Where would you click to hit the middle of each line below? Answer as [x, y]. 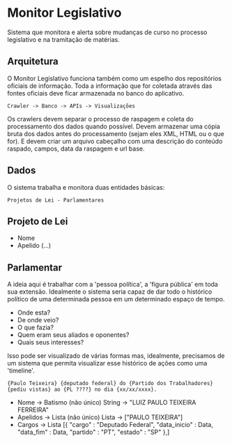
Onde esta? [34, 313]
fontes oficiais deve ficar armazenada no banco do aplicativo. [96, 93]
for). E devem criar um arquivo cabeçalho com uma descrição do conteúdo [115, 141]
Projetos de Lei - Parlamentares [56, 200]
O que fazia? [36, 328]
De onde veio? [38, 320]
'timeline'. [21, 370]
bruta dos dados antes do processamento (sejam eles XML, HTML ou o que [116, 133]
